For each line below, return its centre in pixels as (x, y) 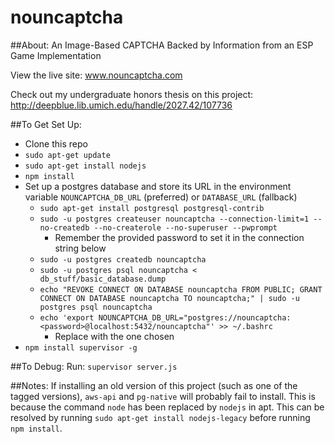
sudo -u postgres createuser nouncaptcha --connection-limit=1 (174, 219)
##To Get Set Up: (46, 124)
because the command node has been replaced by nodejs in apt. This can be (167, 407)
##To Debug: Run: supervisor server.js (94, 366)
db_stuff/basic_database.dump (103, 279)
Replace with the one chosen (114, 336)
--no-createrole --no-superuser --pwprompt (185, 227)
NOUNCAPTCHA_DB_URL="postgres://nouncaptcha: (195, 317)
